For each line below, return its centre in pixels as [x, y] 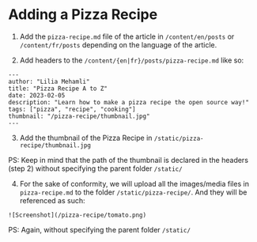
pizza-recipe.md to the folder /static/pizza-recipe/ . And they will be [133, 192]
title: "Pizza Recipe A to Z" [58, 89]
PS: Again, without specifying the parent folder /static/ [100, 229]
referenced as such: [52, 200]
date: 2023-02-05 [37, 95]
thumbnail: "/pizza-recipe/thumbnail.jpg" [79, 116]
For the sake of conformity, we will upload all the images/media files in [134, 183]
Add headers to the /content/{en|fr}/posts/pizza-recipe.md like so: [132, 60]
